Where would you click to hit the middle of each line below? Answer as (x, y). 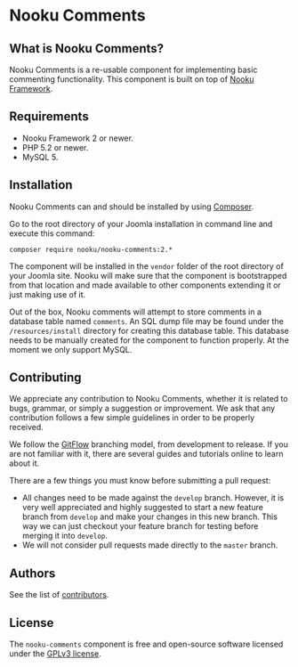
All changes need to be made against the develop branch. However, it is (153, 498)
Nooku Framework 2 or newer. (77, 138)
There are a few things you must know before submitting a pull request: (140, 481)
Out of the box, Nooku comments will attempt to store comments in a (136, 312)
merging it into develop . (65, 536)
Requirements (49, 117)
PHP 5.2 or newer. (55, 147)
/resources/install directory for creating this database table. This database (149, 330)
